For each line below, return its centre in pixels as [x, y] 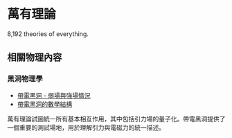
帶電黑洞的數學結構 [45, 104]
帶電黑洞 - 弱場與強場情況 [54, 95]
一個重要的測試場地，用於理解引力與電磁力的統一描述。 [86, 127]
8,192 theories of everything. [48, 34]
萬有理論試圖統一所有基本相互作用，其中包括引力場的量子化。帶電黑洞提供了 [116, 119]
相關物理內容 [35, 57]
